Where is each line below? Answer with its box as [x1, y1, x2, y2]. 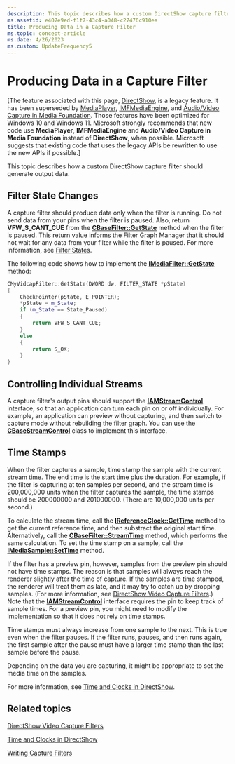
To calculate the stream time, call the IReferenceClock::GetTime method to [7, 516, 225, 525]
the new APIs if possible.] [7, 148, 81, 156]
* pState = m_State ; [20, 300, 77, 307]
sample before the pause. [7, 648, 82, 656]
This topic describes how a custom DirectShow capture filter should [7, 162, 203, 170]
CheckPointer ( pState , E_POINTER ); [20, 293, 120, 300]
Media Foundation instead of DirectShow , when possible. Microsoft [7, 133, 204, 142]
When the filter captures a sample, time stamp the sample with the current [7, 465, 222, 474]
